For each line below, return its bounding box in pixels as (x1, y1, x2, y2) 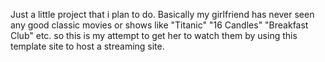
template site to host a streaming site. (10, 40, 165, 52)
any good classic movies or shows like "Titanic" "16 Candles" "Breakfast (10, 19, 309, 31)
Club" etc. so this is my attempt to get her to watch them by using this (10, 30, 298, 41)
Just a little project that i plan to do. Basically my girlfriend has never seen (10, 9, 315, 20)
